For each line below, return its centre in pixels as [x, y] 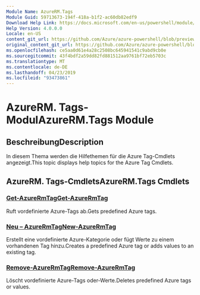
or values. [18, 287]
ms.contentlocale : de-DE [37, 67]
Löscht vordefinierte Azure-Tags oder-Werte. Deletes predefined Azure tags [99, 281]
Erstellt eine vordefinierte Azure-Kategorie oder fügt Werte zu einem [90, 240]
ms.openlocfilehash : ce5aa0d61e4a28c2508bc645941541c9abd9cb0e [86, 51]
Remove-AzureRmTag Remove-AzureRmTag [71, 268]
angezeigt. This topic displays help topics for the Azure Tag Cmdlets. [90, 163]
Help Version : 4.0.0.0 [34, 28]
